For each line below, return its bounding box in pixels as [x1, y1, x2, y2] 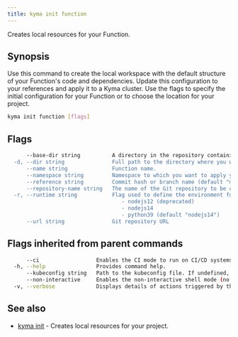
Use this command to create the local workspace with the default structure [7, 69, 226, 78]
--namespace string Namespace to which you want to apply [25, 171, 227, 178]
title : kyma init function [7, 10, 87, 18]
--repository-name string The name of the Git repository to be [25, 185, 227, 192]
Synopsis [7, 50, 50, 63]
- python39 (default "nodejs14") [121, 211, 220, 218]
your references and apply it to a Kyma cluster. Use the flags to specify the [7, 85, 226, 93]
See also [7, 303, 46, 315]
